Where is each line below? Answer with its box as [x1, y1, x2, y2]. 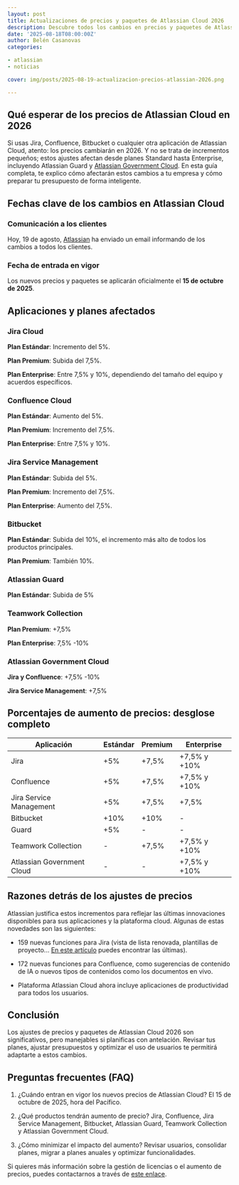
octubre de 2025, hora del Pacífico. [17, 1098, 122, 1106]
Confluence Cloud [7, 395, 72, 405]
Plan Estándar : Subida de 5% [7, 590, 95, 600]
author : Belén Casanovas [7, 37, 81, 44]
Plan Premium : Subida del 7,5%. [7, 356, 102, 365]
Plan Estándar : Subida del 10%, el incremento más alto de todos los [7, 535, 206, 543]
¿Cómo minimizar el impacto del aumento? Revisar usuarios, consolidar [17, 1141, 227, 1149]
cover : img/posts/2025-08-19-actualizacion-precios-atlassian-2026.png [7, 76, 224, 83]
